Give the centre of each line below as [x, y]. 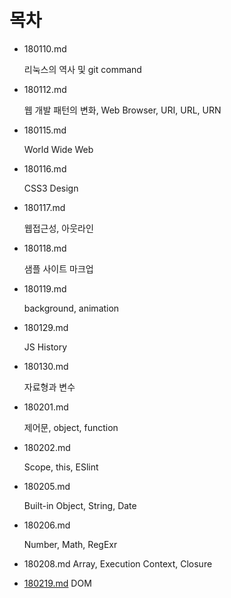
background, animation [71, 308]
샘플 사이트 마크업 [58, 268]
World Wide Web [58, 149]
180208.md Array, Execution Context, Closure [118, 563]
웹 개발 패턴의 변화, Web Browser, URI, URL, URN [122, 110]
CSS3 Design [51, 188]
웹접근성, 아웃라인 [58, 228]
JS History [45, 347]
